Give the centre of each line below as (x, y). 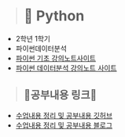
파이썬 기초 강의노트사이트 (56, 58)
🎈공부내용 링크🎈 (60, 95)
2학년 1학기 (33, 38)
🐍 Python (54, 16)
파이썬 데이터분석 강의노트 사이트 (66, 68)
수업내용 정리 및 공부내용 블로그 (64, 125)
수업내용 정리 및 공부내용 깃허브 (64, 115)
